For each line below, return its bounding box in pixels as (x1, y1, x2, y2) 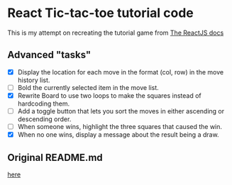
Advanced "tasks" (7, 49, 92, 61)
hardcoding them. (17, 99, 70, 108)
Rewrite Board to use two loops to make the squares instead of (17, 91, 202, 100)
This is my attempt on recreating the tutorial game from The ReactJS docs (7, 28, 224, 37)
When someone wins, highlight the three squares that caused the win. (17, 123, 222, 130)
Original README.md (7, 151, 103, 164)
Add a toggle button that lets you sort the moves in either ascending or (17, 106, 225, 115)
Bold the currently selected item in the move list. (17, 83, 160, 91)
